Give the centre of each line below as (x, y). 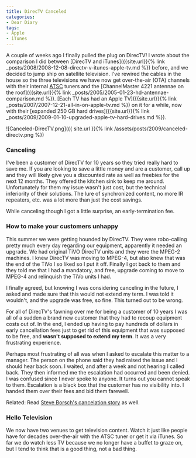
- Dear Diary (22, 22)
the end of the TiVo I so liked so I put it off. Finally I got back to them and (93, 264)
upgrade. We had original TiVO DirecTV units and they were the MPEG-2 (93, 251)
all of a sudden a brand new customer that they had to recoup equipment (94, 318)
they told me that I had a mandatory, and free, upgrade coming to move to (95, 270)
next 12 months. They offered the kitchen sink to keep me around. (85, 181)
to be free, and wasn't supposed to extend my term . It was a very (86, 336)
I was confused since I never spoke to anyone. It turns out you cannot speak (98, 379)
